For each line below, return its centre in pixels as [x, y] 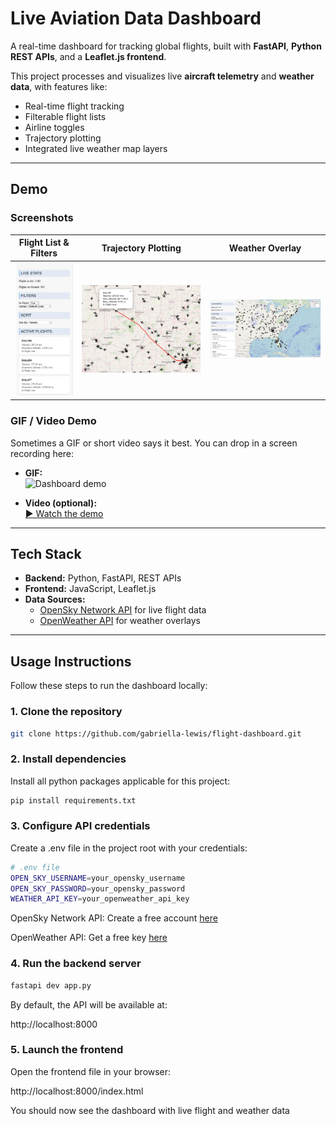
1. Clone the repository [66, 712]
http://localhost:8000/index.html [77, 1091]
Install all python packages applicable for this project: [120, 781]
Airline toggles [54, 127]
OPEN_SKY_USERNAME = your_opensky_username [98, 878]
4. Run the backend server [76, 964]
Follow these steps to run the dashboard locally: [109, 686]
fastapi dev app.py [51, 985]
